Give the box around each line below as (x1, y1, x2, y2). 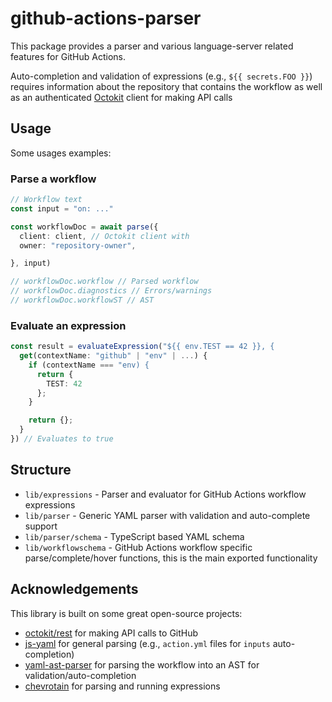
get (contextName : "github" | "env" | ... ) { (19, 351, 208, 361)
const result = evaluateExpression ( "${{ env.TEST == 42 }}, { (10, 342, 275, 352)
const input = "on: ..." (10, 203, 114, 214)
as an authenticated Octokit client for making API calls (10, 91, 233, 103)
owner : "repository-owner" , (19, 240, 137, 251)
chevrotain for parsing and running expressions (24, 680, 221, 692)
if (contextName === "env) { (28, 360, 150, 370)
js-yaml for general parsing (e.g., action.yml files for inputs (24, 637, 271, 649)
